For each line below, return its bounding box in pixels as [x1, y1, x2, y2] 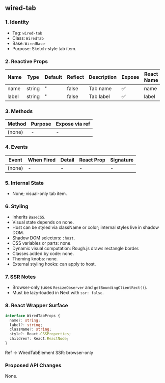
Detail [60, 156, 75, 163]
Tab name [88, 85, 112, 92]
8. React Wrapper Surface [5, 302, 68, 309]
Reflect [67, 73, 84, 80]
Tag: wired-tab [12, 30, 43, 36]
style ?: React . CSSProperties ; [9, 332, 71, 337]
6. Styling [5, 203, 28, 210]
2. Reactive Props [5, 58, 48, 64]
